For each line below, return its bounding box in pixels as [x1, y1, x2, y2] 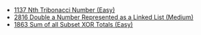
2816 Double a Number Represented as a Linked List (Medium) [13, 13, 194, 21]
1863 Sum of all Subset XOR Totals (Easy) [13, 21, 134, 28]
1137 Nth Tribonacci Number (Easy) [13, 6, 115, 14]
